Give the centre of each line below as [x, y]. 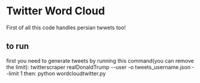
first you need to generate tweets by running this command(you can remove [100, 60]
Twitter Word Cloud [56, 11]
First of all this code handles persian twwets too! [66, 27]
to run [18, 46]
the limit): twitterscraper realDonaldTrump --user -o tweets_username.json [98, 67]
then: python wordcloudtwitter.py [65, 73]
